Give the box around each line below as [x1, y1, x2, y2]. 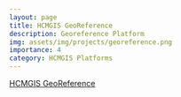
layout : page [9, 12, 58, 22]
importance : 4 [9, 46, 62, 55]
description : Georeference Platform [9, 29, 145, 38]
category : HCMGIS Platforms [9, 54, 114, 63]
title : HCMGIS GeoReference [9, 21, 114, 30]
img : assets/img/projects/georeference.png [9, 37, 173, 47]
